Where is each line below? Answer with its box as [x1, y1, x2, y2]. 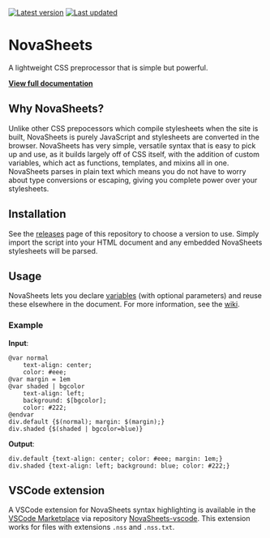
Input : [8, 338, 29, 348]
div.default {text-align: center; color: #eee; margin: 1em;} [8, 455, 223, 463]
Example [8, 320, 44, 331]
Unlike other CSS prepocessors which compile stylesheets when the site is [8, 123, 259, 133]
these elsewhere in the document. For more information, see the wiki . [8, 300, 241, 310]
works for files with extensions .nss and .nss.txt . [8, 523, 175, 532]
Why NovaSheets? [8, 102, 105, 116]
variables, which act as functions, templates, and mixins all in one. [8, 158, 229, 168]
